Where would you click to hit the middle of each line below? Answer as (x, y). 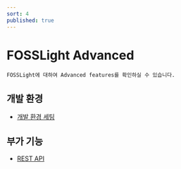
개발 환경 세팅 (36, 117)
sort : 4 (18, 14)
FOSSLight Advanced (70, 55)
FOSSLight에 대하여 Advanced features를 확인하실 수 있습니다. (91, 75)
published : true (30, 20)
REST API (31, 158)
